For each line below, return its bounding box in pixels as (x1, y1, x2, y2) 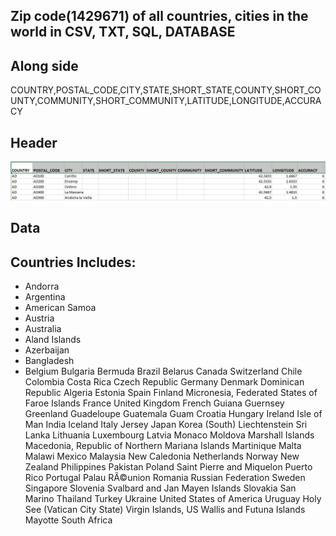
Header (10, 134, 58, 151)
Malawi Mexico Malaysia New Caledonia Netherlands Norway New (24, 450, 300, 463)
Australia (24, 323, 62, 335)
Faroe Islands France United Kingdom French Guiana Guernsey (24, 397, 285, 409)
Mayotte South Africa (24, 514, 113, 526)
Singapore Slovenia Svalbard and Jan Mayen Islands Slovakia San (24, 482, 297, 494)
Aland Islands (24, 334, 82, 346)
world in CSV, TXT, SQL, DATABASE (10, 24, 236, 41)
